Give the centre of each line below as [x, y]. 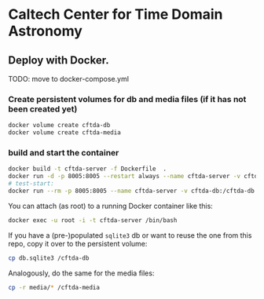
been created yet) [43, 109]
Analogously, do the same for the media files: [81, 273]
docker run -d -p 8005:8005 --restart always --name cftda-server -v [125, 177]
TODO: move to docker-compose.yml [69, 79]
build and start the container [64, 152]
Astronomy [45, 31]
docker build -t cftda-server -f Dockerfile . [88, 169]
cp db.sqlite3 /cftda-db [49, 258]
